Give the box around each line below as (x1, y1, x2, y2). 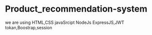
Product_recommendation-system (5, 3, 148, 15)
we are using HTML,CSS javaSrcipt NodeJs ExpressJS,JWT (5, 19, 125, 25)
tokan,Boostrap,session (5, 24, 52, 30)
